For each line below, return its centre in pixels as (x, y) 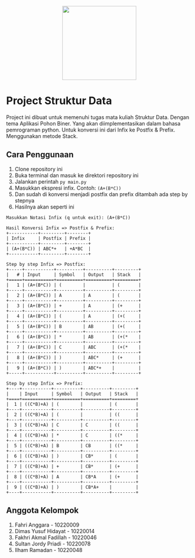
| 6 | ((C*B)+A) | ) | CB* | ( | (72, 456)
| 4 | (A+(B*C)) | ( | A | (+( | (74, 316)
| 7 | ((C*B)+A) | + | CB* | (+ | (72, 466)
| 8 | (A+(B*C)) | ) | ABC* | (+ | (74, 357)
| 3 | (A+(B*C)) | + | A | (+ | (74, 306)
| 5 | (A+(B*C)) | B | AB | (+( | (74, 326)
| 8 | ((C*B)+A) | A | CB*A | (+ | (72, 477)
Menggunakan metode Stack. (42, 136)
